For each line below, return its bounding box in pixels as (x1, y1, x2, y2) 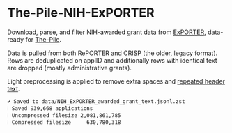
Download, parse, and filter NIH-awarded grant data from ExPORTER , (7, 28, 207, 36)
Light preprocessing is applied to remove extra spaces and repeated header (7, 77, 225, 85)
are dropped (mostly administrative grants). (7, 63, 132, 72)
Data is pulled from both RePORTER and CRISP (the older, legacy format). (7, 49, 218, 57)
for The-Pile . (25, 35, 61, 43)
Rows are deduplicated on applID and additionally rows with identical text (7, 56, 217, 64)
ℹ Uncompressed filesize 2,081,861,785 (7, 111, 121, 119)
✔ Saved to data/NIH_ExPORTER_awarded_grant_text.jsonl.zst (7, 97, 186, 105)
